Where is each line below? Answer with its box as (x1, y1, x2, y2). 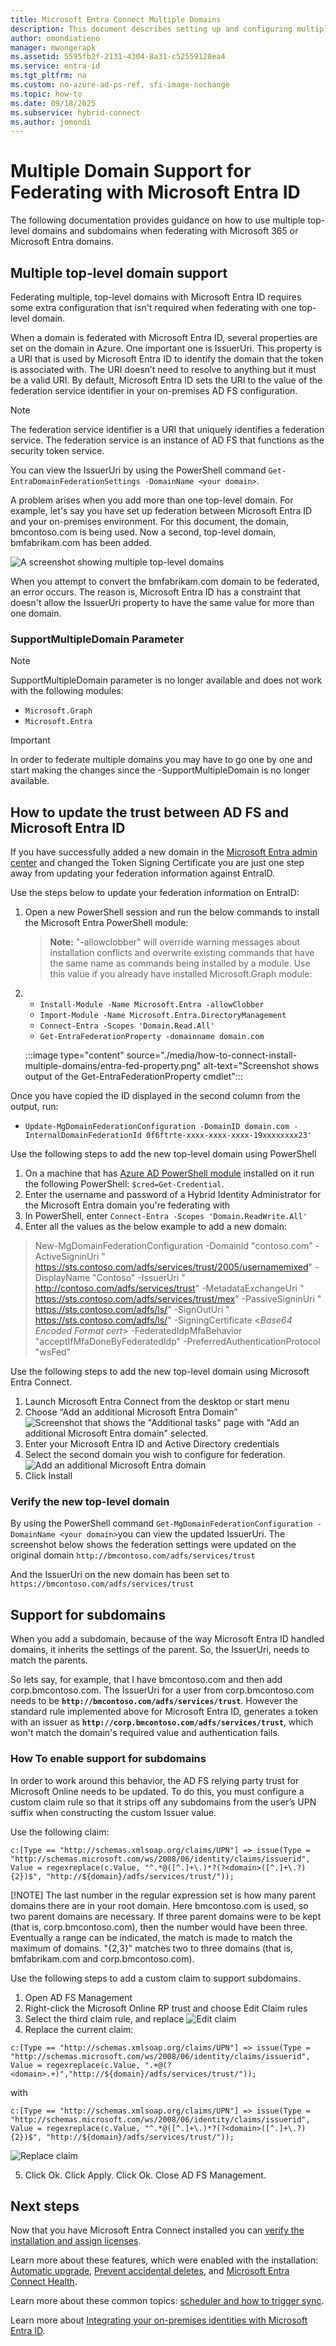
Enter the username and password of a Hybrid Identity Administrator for (24, 1189, 322, 1201)
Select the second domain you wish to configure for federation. (24, 1449, 286, 1461)
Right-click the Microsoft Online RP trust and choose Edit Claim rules (24, 2002, 308, 2014)
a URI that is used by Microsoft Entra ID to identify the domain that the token (10, 353, 324, 365)
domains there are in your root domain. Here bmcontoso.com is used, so (10, 1899, 309, 1911)
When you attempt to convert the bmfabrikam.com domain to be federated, (10, 576, 320, 587)
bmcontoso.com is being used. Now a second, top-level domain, (10, 526, 277, 538)
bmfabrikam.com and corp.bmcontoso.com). (10, 1952, 195, 1965)
